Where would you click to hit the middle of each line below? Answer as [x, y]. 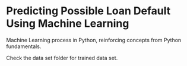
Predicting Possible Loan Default [88, 11]
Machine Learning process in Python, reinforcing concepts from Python [94, 40]
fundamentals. [24, 46]
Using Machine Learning [68, 23]
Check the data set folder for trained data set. [62, 58]
